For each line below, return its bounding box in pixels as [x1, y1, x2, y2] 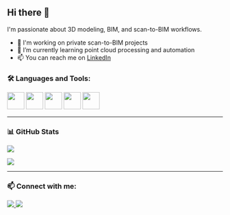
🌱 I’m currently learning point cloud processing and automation [16, 45, 195, 54]
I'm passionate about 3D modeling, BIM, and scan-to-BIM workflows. [7, 25, 202, 33]
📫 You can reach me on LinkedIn [16, 53, 112, 62]
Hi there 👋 [7, 7, 50, 19]
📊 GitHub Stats [7, 127, 60, 137]
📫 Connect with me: [7, 181, 77, 191]
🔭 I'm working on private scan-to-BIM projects [16, 38, 149, 47]
